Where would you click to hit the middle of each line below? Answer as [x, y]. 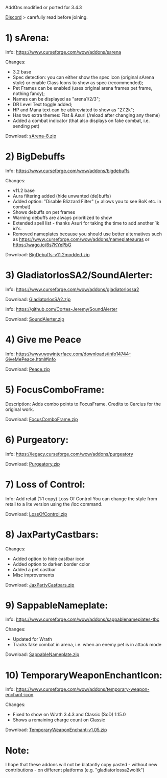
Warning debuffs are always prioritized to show [62, 217]
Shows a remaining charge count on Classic [59, 720]
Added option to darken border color [51, 564]
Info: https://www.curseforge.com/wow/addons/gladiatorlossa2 [72, 289]
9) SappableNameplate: [57, 605]
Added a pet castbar [34, 569]
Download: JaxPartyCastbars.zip [40, 585]
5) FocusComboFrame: [55, 390]
